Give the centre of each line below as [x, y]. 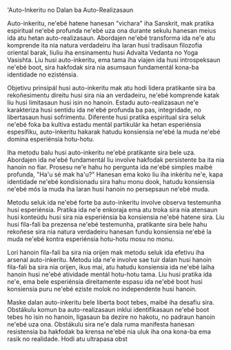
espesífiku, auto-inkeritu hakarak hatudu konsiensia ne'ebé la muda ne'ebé [114, 132]
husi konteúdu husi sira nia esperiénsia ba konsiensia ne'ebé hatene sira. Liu [116, 217]
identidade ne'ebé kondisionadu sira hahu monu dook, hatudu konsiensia [111, 182]
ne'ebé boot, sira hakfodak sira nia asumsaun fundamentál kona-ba [103, 67]
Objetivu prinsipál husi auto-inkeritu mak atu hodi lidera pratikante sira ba [111, 88]
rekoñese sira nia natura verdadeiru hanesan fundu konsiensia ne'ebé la [109, 231]
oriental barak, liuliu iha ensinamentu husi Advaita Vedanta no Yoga [103, 52]
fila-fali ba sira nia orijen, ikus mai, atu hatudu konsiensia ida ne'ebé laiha [111, 267]
